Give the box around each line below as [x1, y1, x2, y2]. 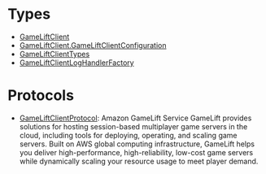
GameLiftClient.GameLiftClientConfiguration [19, 40, 167, 50]
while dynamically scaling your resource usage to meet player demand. [19, 156, 259, 166]
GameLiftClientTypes [19, 49, 90, 59]
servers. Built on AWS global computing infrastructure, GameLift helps [19, 139, 255, 149]
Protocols [7, 86, 75, 105]
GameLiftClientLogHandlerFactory [19, 58, 135, 67]
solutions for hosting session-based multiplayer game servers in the [19, 121, 248, 131]
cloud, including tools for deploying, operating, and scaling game [19, 130, 238, 140]
